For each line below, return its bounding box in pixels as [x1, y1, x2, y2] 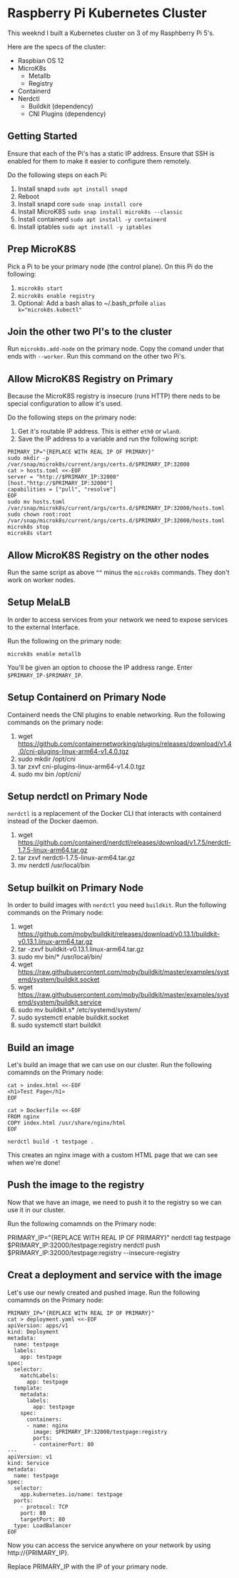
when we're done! [7, 1159, 61, 1167]
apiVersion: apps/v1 [7, 1322, 69, 1329]
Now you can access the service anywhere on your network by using [7, 1541, 211, 1549]
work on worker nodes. [7, 576, 76, 584]
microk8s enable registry [17, 292, 95, 299]
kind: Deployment [7, 1328, 59, 1335]
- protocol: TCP [20, 1503, 69, 1510]
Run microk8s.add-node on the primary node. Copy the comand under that [7, 344, 225, 353]
